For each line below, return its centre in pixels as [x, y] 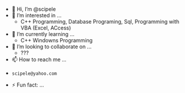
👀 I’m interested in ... [37, 15]
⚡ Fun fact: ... [28, 85]
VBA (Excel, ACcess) [46, 28]
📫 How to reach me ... [39, 59]
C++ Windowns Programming [57, 40]
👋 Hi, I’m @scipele [34, 9]
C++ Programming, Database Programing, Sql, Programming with [100, 21]
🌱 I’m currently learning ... [43, 34]
